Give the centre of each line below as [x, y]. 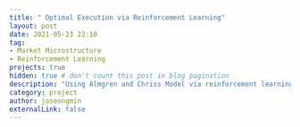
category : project [43, 92]
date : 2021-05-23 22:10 [54, 34]
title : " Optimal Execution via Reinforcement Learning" [117, 17]
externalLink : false [48, 109]
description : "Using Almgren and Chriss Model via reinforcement [133, 84]
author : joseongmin [46, 101]
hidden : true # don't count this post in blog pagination [119, 76]
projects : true [37, 68]
